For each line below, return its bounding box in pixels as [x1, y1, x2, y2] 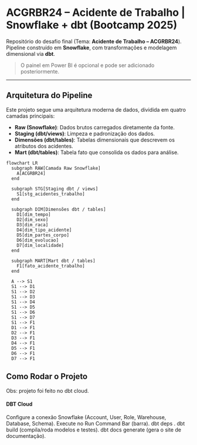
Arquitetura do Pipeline [6, 91, 93, 101]
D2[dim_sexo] [16, 216, 49, 223]
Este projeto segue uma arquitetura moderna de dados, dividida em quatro [6, 106, 186, 113]
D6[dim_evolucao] [16, 237, 59, 243]
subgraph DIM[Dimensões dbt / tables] [11, 206, 107, 212]
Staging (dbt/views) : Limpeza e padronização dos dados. [14, 130, 155, 137]
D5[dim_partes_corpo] [16, 232, 69, 238]
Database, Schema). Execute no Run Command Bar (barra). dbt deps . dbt [6, 420, 185, 427]
